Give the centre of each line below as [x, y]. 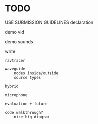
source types [27, 77]
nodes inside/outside [36, 73]
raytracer [15, 60]
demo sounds [19, 41]
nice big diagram [32, 117]
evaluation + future [26, 104]
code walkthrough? [24, 112]
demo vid [15, 32]
